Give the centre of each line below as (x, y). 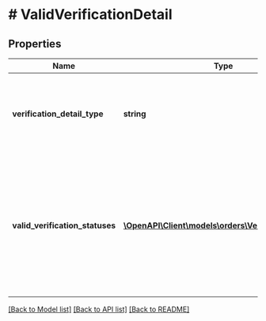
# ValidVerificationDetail (90, 15)
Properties (35, 44)
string (135, 114)
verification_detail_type (58, 114)
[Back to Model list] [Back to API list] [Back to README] (99, 309)
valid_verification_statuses (64, 225)
